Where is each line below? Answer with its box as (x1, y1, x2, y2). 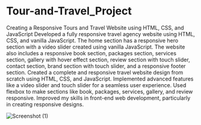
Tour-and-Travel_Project (6, 4, 132, 18)
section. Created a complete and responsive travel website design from (6, 69, 184, 76)
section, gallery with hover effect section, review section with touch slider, (6, 56, 191, 63)
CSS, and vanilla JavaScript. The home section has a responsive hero (6, 37, 179, 44)
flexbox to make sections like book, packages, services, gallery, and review (6, 88, 193, 95)
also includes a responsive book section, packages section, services (6, 49, 176, 56)
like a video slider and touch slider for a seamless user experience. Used (6, 81, 187, 88)
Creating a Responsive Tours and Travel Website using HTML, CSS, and (6, 24, 185, 31)
